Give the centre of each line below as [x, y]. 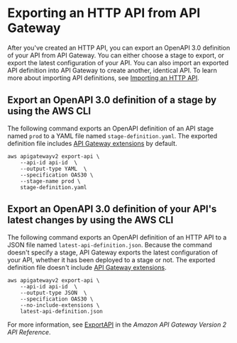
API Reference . [29, 332]
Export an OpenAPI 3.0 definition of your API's [112, 209]
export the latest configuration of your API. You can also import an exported [118, 62]
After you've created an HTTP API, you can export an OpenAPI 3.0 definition [119, 47]
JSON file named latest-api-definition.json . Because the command [110, 244]
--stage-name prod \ [50, 181]
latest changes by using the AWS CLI [90, 220]
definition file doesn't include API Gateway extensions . [87, 267]
